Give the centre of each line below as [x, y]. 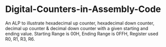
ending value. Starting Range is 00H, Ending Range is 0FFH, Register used [82, 33]
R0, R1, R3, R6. [20, 39]
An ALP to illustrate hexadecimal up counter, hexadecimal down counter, [80, 23]
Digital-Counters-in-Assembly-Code [83, 9]
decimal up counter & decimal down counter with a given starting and [77, 28]
